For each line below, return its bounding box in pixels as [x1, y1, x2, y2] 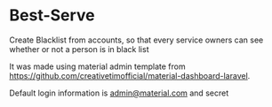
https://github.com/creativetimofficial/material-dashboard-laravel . [9, 70, 251, 80]
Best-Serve [9, 5, 95, 26]
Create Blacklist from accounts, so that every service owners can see [9, 34, 264, 45]
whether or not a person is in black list [9, 43, 149, 54]
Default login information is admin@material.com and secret [9, 88, 229, 98]
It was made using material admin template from [9, 61, 186, 72]
